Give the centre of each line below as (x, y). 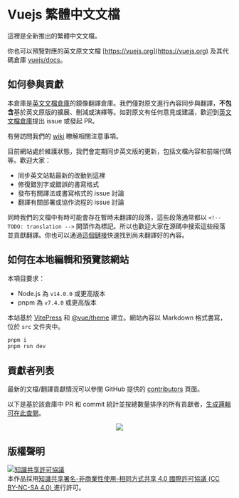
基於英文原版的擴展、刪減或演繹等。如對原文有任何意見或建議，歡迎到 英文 (123, 112)
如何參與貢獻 (36, 85)
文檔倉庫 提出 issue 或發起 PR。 (53, 121)
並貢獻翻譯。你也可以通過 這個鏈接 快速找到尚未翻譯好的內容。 (98, 235)
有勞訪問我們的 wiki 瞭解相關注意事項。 (65, 136)
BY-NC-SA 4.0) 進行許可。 (46, 487)
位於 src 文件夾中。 (36, 326)
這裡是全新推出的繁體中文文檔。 (54, 36)
